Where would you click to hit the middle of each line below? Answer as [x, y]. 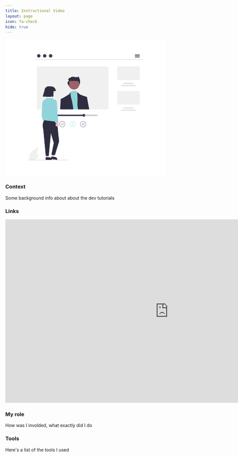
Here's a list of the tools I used [37, 450]
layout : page [19, 16]
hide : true [17, 27]
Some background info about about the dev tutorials [60, 198]
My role [15, 414]
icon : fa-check [21, 21]
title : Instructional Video [35, 11]
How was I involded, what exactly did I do [49, 425]
